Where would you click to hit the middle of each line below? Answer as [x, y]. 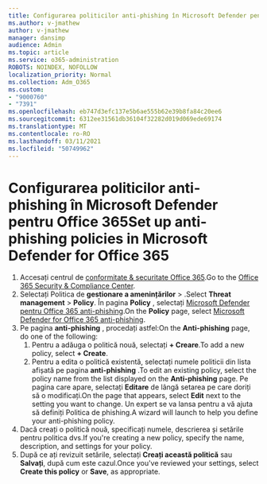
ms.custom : [26, 89]
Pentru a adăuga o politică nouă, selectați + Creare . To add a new [138, 345]
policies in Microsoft [139, 238]
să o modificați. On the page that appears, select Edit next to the [136, 396]
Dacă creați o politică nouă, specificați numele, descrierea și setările [132, 429]
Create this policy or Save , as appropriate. [90, 472]
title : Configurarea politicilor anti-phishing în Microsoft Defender [128, 15]
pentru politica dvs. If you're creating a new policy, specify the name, [132, 438]
